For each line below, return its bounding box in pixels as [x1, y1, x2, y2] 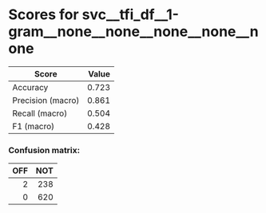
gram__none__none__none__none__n [8, 22, 259, 41]
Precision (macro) [12, 94, 80, 105]
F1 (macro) [12, 120, 55, 132]
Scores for [8, 6, 79, 24]
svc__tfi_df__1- [81, 6, 180, 24]
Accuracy [12, 81, 49, 93]
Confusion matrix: [8, 144, 81, 156]
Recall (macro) [12, 108, 68, 119]
